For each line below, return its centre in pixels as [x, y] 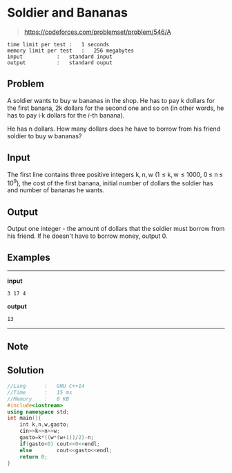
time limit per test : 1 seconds [58, 44]
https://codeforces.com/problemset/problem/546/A [97, 32]
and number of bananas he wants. [56, 190]
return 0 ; [34, 457]
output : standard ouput [60, 63]
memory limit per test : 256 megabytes [71, 50]
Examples [29, 258]
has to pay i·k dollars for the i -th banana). [66, 115]
